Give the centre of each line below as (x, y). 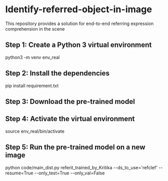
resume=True (19, 173)
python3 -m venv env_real (32, 57)
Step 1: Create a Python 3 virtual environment (79, 45)
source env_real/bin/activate (35, 131)
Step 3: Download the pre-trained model (70, 101)
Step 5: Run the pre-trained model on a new (75, 147)
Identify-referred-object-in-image (79, 9)
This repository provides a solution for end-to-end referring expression (79, 23)
